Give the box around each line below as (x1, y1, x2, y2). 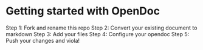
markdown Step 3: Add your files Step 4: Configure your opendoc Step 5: (5, 30, 190, 37)
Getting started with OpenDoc (5, 4, 160, 18)
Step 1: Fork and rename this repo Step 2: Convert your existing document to (5, 24, 198, 31)
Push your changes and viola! (5, 37, 80, 44)
